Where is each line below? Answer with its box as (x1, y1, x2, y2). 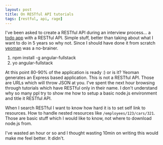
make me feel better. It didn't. (5, 135, 65, 141)
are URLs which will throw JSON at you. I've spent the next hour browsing (5, 80, 155, 86)
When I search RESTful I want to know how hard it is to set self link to (5, 105, 146, 111)
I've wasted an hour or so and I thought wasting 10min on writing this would (5, 130, 159, 136)
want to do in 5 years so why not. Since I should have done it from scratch (5, 40, 156, 46)
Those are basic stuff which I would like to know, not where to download (5, 116, 152, 121)
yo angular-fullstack (12, 60, 53, 66)
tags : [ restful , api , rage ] (5, 16, 63, 21)
